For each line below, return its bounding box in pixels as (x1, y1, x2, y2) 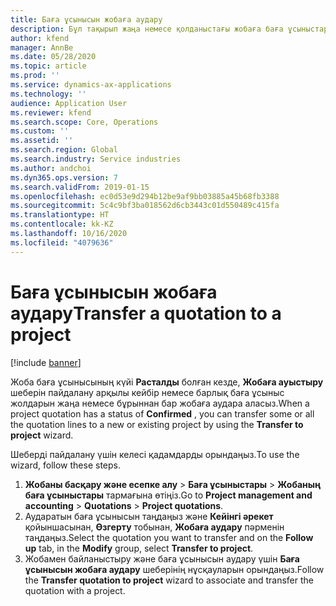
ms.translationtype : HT (10, 210, 110, 220)
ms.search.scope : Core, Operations (10, 117, 159, 127)
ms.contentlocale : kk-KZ (10, 219, 114, 230)
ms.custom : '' (10, 126, 70, 136)
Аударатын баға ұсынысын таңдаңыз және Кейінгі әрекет (24, 510, 274, 522)
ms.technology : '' (10, 89, 87, 99)
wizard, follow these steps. (10, 459, 122, 471)
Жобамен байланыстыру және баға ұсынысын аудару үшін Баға (24, 552, 300, 565)
